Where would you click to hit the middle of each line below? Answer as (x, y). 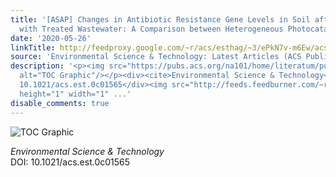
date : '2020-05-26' (51, 38)
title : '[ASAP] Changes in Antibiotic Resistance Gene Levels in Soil (160, 19)
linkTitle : (33, 47)
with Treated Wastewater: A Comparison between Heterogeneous (151, 29)
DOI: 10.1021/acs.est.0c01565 (70, 162)
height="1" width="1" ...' (75, 94)
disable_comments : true (60, 103)
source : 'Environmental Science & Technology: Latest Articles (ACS (156, 57)
